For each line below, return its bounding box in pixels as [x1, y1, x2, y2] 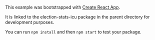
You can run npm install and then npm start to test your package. [5, 29, 141, 34]
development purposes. [5, 19, 54, 25]
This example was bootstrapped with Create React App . [5, 4, 120, 10]
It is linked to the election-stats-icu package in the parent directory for [5, 14, 150, 19]
